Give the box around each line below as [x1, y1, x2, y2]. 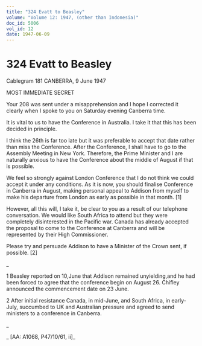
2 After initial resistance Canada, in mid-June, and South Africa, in [6, 297, 171, 304]
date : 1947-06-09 [6, 31, 50, 37]
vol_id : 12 [6, 25, 34, 32]
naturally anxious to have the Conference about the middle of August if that [6, 156, 194, 164]
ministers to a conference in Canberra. [6, 310, 102, 317]
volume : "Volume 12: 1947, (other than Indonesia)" [6, 14, 139, 21]
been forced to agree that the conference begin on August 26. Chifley [6, 279, 180, 286]
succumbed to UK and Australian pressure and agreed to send [19, 303, 175, 311]
